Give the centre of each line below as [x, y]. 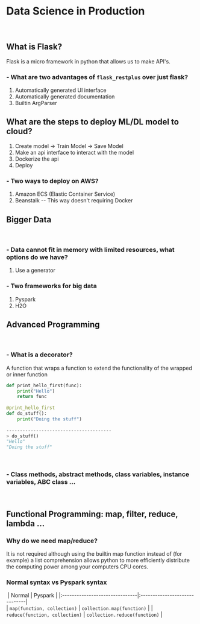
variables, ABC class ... [41, 482]
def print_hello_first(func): [44, 385]
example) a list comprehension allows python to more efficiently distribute [98, 561]
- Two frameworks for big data [52, 286]
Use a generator [35, 271]
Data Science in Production [76, 11]
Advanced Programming [53, 324]
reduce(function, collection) [44, 615]
